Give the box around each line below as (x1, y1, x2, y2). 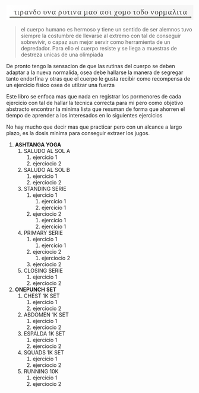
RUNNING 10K (23, 368, 59, 375)
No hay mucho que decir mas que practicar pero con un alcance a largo (6, 123, 182, 130)
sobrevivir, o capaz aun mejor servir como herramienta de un (20, 39, 170, 46)
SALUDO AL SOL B (23, 167, 70, 174)
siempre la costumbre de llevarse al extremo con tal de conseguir (20, 32, 181, 40)
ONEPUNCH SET (14, 286, 56, 293)
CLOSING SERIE (23, 267, 64, 274)
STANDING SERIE (23, 186, 67, 193)
